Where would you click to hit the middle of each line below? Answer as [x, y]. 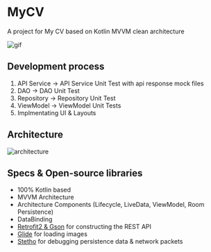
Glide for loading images [52, 234]
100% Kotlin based [44, 190]
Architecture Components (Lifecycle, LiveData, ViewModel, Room [111, 205]
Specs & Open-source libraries [75, 173]
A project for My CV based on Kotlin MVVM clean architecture [96, 31]
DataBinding [35, 219]
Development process [56, 67]
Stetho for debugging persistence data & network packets [100, 242]
